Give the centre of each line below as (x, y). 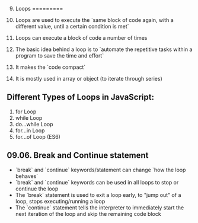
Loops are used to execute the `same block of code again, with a (94, 20)
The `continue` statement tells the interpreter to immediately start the (100, 208)
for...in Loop (30, 130)
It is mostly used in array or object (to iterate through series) (89, 79)
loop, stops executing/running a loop (60, 201)
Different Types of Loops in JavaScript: (81, 97)
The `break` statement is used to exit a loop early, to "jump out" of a (98, 195)
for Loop (26, 111)
